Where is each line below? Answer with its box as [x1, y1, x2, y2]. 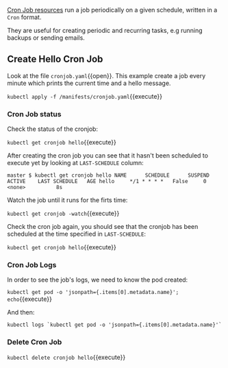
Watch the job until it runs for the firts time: [7, 196, 128, 204]
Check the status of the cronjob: [7, 125, 98, 133]
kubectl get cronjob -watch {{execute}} [7, 209, 120, 218]
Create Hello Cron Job [7, 53, 103, 65]
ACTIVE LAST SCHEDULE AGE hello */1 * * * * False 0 [7, 178, 207, 185]
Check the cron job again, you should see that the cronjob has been [7, 223, 199, 231]
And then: [7, 308, 35, 317]
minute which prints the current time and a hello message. [7, 79, 171, 87]
